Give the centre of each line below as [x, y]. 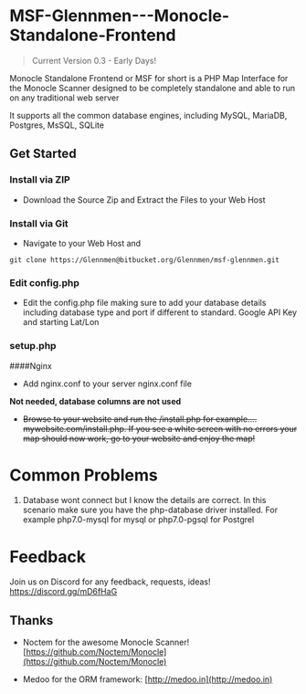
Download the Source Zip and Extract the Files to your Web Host [144, 200]
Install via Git [39, 223]
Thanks [32, 620]
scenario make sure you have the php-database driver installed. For [150, 510]
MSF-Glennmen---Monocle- [120, 16]
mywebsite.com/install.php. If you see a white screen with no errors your [160, 428]
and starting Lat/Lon [61, 322]
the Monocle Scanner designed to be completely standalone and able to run [153, 88]
